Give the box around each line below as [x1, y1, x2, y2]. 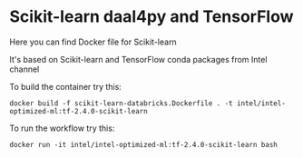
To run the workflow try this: [9, 123, 115, 133]
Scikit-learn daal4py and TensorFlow [9, 6, 294, 27]
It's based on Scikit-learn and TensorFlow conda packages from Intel [9, 54, 268, 64]
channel [9, 64, 40, 74]
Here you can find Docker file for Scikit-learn [9, 36, 177, 47]
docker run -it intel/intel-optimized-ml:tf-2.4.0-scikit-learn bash [9, 140, 279, 149]
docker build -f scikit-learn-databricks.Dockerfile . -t [9, 98, 233, 108]
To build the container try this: [9, 81, 122, 92]
